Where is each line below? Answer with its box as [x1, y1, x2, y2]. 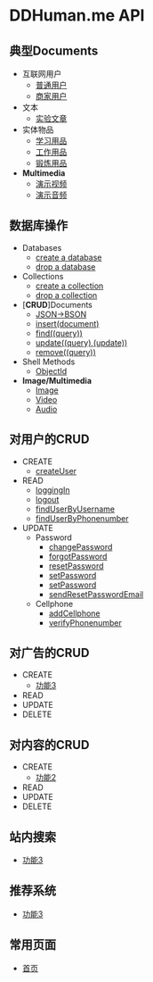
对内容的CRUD [9, 737, 90, 753]
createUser [35, 465, 77, 476]
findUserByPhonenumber [35, 512, 129, 523]
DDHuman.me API [9, 5, 145, 26]
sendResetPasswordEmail [48, 588, 144, 599]
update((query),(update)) [35, 337, 128, 348]
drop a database [35, 261, 96, 272]
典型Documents [9, 43, 99, 58]
